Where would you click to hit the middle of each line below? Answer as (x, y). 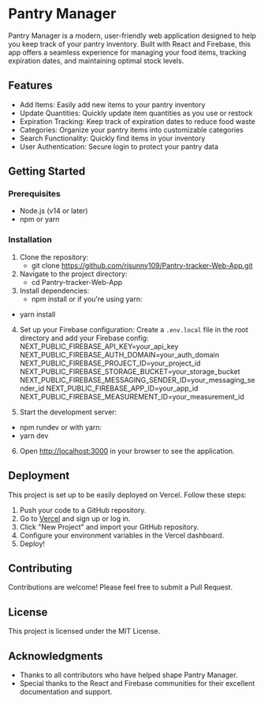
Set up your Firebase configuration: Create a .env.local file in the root (134, 329)
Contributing (40, 568)
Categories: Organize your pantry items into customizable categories (132, 129)
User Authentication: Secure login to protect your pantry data (119, 146)
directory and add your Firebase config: (84, 338)
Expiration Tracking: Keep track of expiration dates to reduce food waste (138, 121)
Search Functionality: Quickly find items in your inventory (112, 138)
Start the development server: (68, 412)
